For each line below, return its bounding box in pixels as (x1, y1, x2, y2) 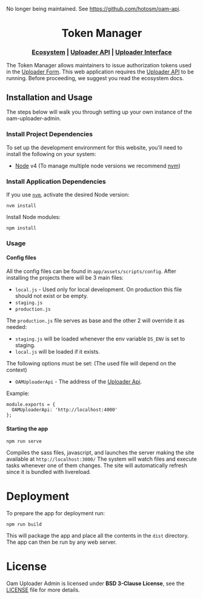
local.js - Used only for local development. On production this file (15, 286, 182, 293)
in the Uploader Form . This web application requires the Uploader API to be (6, 68, 194, 75)
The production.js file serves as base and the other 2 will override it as (6, 317, 185, 324)
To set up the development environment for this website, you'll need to (6, 144, 183, 151)
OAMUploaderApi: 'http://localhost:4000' (12, 407, 118, 413)
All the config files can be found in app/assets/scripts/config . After (6, 268, 177, 275)
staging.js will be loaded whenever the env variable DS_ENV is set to (15, 335, 185, 342)
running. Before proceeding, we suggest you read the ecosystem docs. (6, 75, 184, 82)
